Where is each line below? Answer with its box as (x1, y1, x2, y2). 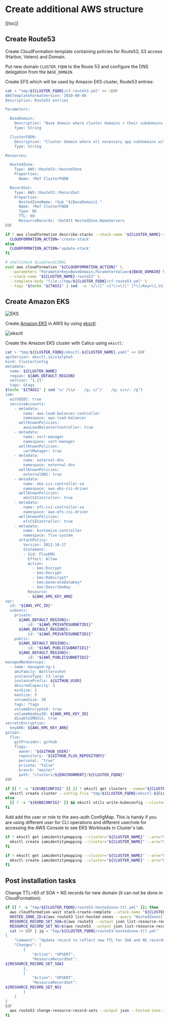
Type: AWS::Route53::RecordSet (14, 190, 80, 195)
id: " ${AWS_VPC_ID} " (10, 603, 53, 608)
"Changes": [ (14, 943, 42, 948)
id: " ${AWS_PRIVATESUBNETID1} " (27, 622, 94, 627)
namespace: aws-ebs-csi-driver (23, 486, 89, 491)
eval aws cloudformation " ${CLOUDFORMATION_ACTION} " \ (5, 265, 123, 270)
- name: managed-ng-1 (10, 664, 55, 670)
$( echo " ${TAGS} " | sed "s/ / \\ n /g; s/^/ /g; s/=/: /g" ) (5, 387, 143, 392)
